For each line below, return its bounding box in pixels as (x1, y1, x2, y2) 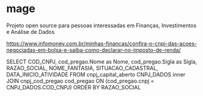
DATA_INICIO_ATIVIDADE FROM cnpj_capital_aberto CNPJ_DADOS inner (6, 71, 186, 78)
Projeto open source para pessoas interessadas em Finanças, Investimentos (6, 22, 197, 29)
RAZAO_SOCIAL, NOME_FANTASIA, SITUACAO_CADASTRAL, (6, 64, 159, 71)
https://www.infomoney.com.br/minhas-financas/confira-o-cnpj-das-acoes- (6, 40, 198, 47)
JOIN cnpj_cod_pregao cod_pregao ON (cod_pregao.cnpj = (6, 77, 155, 85)
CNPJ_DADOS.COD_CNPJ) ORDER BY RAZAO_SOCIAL (6, 83, 141, 91)
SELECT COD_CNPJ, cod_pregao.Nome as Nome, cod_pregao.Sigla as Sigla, (6, 58, 198, 65)
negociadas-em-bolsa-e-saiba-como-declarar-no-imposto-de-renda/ (6, 46, 181, 53)
